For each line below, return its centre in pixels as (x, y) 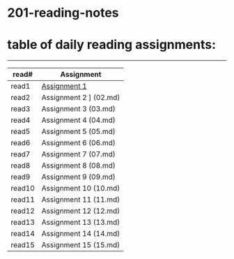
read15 (23, 245)
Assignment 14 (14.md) (81, 234)
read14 (23, 234)
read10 (23, 188)
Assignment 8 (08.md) (79, 165)
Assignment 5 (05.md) (79, 132)
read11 (23, 200)
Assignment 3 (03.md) (79, 109)
